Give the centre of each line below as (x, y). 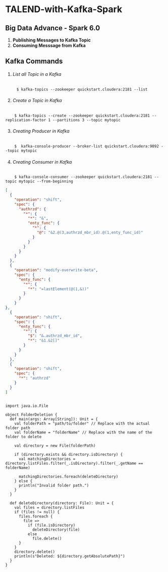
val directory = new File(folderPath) (55, 446)
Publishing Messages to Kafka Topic (51, 40)
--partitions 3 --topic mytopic (87, 120)
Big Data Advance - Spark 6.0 (53, 28)
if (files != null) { (37, 512)
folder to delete (23, 437)
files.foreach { (36, 516)
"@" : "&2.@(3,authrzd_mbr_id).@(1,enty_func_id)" (90, 233)
